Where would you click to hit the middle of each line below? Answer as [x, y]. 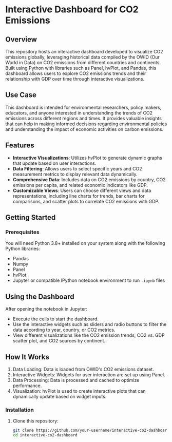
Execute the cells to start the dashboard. [56, 319]
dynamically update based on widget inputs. [60, 396]
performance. [27, 386]
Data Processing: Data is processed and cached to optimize [76, 380]
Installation [20, 410]
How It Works [27, 357]
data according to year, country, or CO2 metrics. [64, 330]
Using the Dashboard [40, 296]
